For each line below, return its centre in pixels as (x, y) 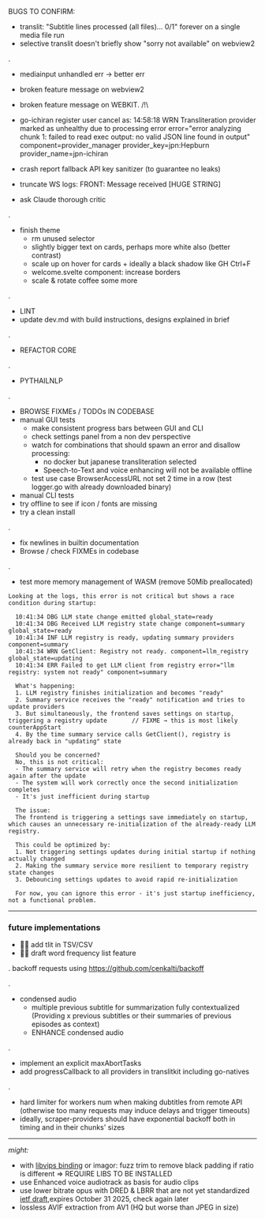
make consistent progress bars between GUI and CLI (117, 428)
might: (19, 1150)
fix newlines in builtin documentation (79, 543)
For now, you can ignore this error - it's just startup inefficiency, (136, 894)
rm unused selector (63, 239)
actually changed (37, 859)
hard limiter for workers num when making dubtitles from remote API (131, 1102)
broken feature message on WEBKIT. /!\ (84, 105)
